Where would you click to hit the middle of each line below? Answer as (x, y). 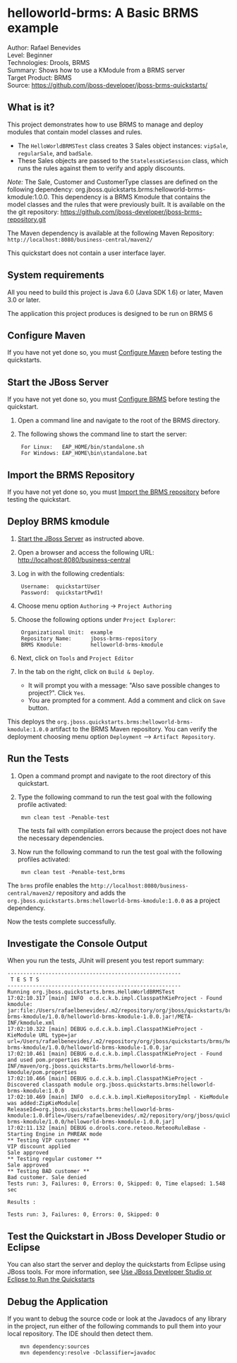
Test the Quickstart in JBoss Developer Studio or (116, 1236)
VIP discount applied (39, 1147)
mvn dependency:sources (55, 1347)
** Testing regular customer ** (55, 1159)
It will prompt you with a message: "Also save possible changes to (124, 685)
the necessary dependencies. (61, 838)
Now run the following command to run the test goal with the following (120, 851)
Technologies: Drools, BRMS (49, 62)
